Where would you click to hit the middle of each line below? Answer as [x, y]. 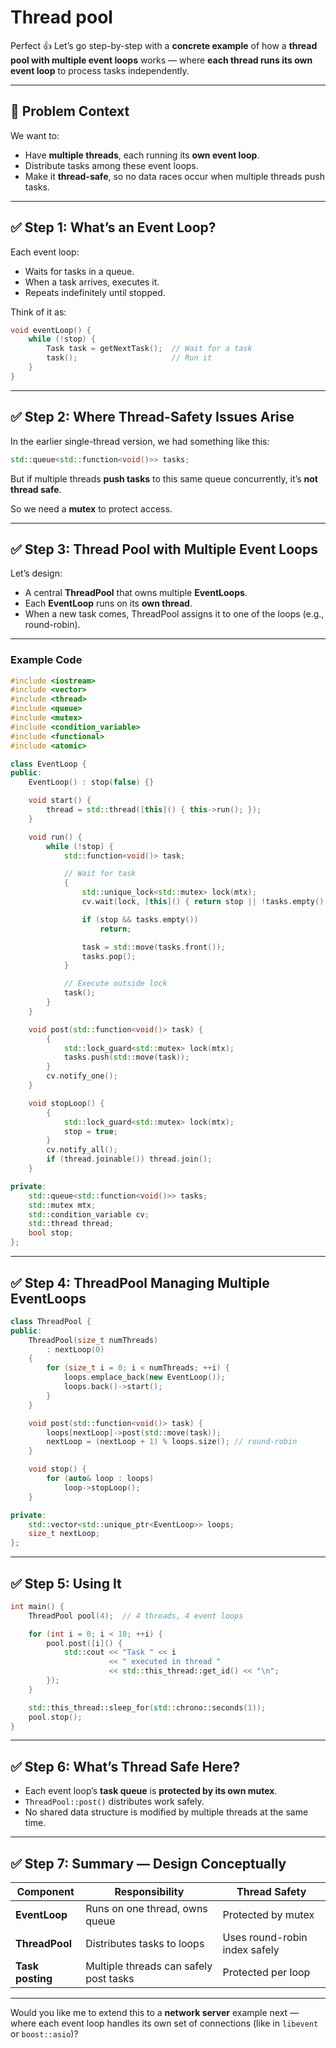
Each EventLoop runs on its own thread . [108, 603]
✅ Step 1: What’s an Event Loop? [113, 227]
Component [45, 1892]
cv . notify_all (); [82, 1150]
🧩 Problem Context [70, 111]
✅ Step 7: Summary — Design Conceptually [148, 1863]
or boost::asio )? [44, 2034]
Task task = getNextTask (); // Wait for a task [149, 349]
